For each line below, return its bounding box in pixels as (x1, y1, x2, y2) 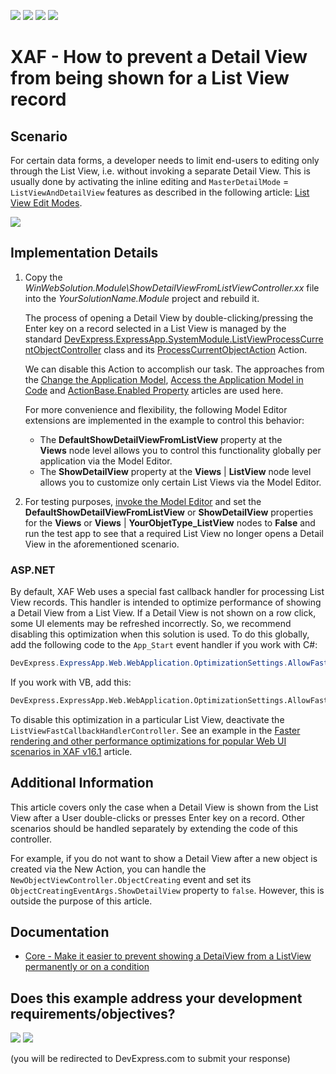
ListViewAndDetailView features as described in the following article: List (10, 186, 310, 198)
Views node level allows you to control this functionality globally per (39, 444, 322, 456)
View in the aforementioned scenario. (24, 538, 180, 550)
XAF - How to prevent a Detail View (10, 46, 308, 69)
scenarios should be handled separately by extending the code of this (10, 822, 298, 834)
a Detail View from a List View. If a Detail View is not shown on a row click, (10, 607, 317, 619)
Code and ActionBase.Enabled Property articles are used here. (24, 384, 284, 396)
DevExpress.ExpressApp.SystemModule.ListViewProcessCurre (63, 333, 324, 345)
